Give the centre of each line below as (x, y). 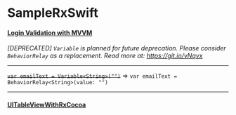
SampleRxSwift (53, 13)
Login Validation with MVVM (50, 32)
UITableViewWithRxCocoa (47, 104)
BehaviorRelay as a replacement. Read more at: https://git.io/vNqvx (105, 56)
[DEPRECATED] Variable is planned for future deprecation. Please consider (117, 48)
